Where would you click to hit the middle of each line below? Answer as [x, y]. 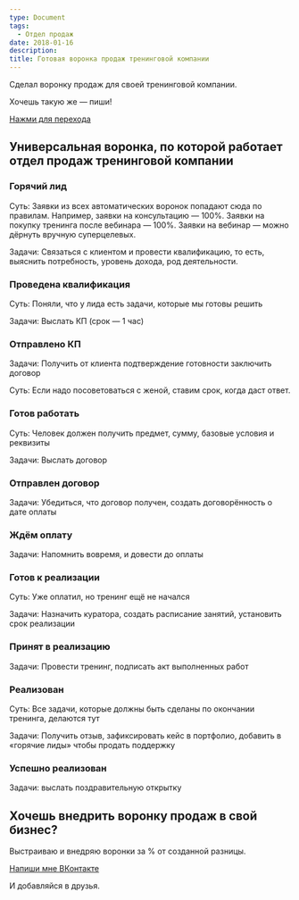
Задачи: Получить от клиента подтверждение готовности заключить [141, 363]
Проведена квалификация [70, 284]
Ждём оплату [41, 535]
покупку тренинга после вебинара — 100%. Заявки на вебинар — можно [149, 225]
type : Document [37, 17]
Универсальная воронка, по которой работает [146, 147]
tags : [19, 26]
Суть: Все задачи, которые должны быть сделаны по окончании [132, 709]
